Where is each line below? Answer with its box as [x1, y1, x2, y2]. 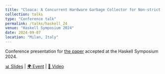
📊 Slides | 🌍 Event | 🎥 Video [5, 63, 64, 69]
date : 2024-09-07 [5, 30, 41, 35]
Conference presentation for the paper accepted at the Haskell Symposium [5, 48, 159, 54]
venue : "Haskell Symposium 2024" [5, 26, 74, 31]
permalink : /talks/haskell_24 [5, 21, 68, 26]
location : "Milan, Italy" [5, 35, 58, 40]
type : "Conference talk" [5, 16, 56, 21]
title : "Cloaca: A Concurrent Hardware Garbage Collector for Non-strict [5, 7, 161, 12]
